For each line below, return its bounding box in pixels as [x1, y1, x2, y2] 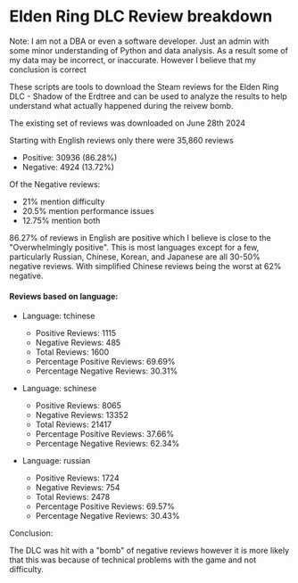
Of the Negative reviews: [9, 178, 101, 189]
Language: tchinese [21, 310, 95, 322]
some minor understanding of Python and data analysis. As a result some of [9, 45, 288, 55]
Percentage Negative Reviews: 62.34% [35, 439, 180, 449]
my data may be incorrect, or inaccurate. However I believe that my [9, 54, 257, 65]
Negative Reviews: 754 [35, 482, 120, 493]
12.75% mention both [21, 215, 101, 226]
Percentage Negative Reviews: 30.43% [35, 511, 180, 521]
